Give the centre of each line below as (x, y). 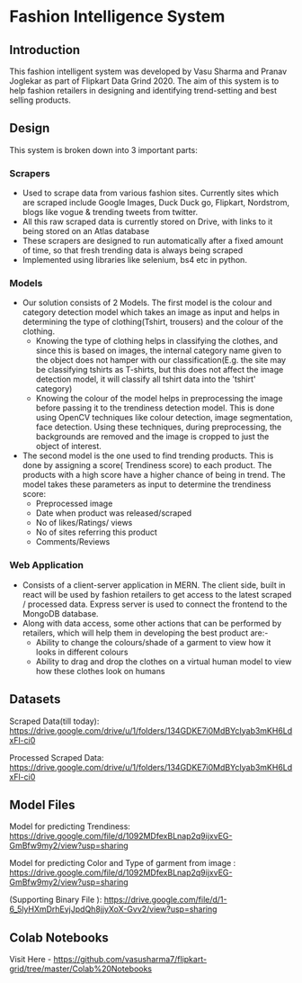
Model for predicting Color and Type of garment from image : (123, 863)
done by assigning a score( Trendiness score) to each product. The (147, 465)
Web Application (46, 565)
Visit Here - (31, 960)
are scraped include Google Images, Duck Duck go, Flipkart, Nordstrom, (156, 203)
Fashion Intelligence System (117, 17)
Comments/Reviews (73, 542)
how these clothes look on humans (100, 671)
